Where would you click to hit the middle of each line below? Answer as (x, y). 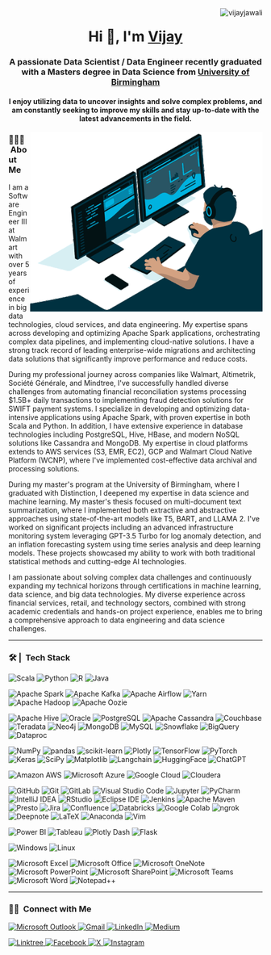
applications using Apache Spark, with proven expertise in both (145, 417)
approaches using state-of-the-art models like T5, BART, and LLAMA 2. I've (134, 519)
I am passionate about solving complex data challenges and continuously (130, 577)
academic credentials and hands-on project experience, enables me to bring (135, 612)
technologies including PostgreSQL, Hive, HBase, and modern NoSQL (124, 434)
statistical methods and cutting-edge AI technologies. (98, 561)
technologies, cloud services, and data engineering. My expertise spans (128, 325)
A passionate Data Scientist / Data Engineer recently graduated (135, 62)
